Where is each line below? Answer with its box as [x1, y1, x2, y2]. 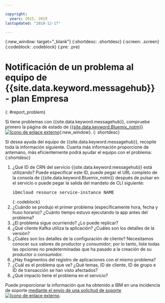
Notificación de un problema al [5, 61, 134, 72]
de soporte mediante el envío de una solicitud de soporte [5, 288, 122, 294]
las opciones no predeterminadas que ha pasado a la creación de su [12, 246, 152, 252]
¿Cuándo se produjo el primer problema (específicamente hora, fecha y [12, 204, 158, 210]
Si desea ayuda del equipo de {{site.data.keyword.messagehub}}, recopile [5, 139, 157, 145]
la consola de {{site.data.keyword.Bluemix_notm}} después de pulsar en [12, 175, 160, 181]
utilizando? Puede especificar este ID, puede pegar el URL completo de [12, 169, 158, 176]
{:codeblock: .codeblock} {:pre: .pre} [5, 44, 80, 50]
